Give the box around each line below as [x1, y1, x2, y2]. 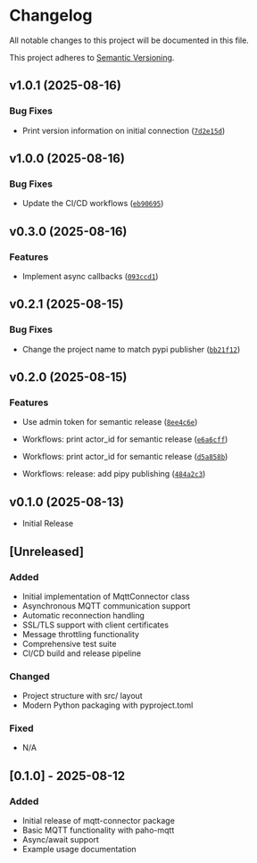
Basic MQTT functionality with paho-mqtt [21, 825, 175, 835]
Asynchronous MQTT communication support [21, 600, 191, 611]
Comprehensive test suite [21, 638, 117, 649]
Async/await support [21, 834, 100, 845]
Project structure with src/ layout [21, 691, 143, 701]
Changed [9, 670, 51, 683]
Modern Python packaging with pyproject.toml [21, 700, 194, 710]
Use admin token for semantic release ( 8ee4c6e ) [21, 417, 198, 427]
